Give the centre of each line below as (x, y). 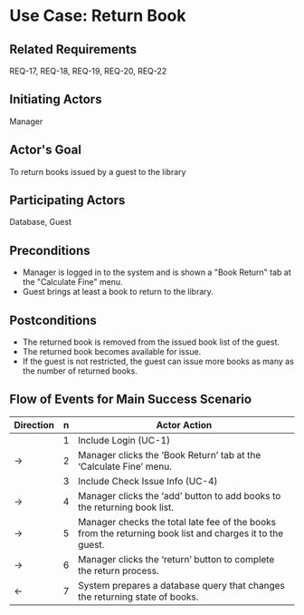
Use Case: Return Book (98, 16)
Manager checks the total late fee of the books (177, 522)
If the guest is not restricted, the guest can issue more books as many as (158, 361)
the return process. (119, 571)
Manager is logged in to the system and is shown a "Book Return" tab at (157, 272)
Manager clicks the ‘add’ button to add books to (180, 495)
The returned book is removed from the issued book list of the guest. (151, 342)
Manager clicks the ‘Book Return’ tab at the (170, 454)
